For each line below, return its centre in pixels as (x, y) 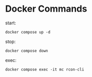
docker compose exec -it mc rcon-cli (45, 69)
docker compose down (27, 51)
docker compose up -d (28, 32)
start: (11, 23)
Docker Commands (46, 9)
